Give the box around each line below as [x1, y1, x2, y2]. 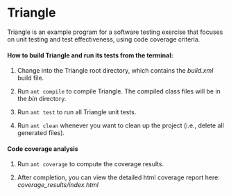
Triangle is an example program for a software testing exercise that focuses [7, 28, 223, 36]
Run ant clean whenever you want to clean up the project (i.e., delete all [17, 121, 224, 130]
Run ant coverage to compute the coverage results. [17, 160, 164, 168]
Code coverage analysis [7, 144, 78, 153]
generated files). [17, 129, 65, 137]
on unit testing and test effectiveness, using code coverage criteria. [7, 35, 200, 43]
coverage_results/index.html [17, 181, 99, 189]
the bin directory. [17, 95, 67, 103]
